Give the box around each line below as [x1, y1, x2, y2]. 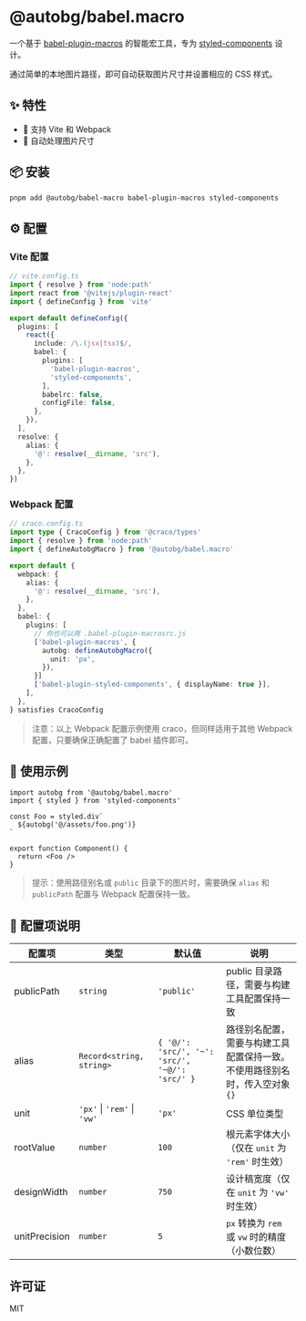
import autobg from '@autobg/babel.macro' [9, 788, 173, 797]
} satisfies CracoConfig [9, 705, 104, 714]
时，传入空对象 [226, 1078, 291, 1091]
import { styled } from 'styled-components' [9, 796, 181, 806]
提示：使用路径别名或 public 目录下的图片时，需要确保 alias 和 [31, 878, 270, 889]
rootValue [14, 1141, 56, 1154]
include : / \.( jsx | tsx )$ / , [33, 339, 132, 348]
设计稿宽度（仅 [226, 1172, 291, 1185]
